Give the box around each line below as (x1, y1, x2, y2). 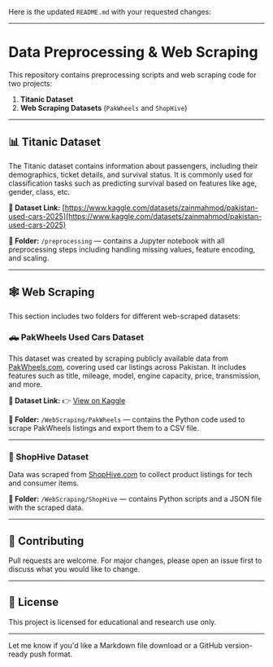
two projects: (8, 78, 53, 88)
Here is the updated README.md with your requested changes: (8, 7, 211, 16)
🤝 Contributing (8, 533, 84, 548)
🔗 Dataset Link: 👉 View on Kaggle (8, 395, 126, 406)
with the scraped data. (8, 502, 84, 512)
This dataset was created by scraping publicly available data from (8, 353, 229, 363)
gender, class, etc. (8, 186, 71, 196)
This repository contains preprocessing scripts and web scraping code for (8, 69, 258, 80)
